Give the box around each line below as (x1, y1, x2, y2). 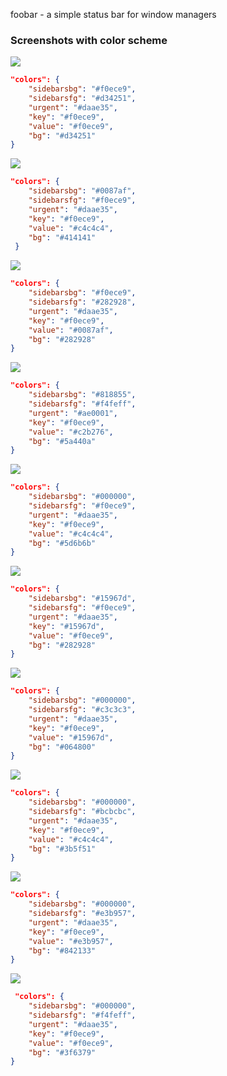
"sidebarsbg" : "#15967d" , (28, 594, 137, 604)
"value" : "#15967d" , (28, 732, 114, 743)
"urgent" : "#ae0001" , (28, 408, 118, 418)
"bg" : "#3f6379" (28, 1047, 97, 1058)
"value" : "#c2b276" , (28, 427, 114, 437)
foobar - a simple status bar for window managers (10, 9, 217, 20)
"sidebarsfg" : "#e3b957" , (28, 909, 137, 919)
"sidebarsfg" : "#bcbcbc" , (28, 807, 137, 817)
